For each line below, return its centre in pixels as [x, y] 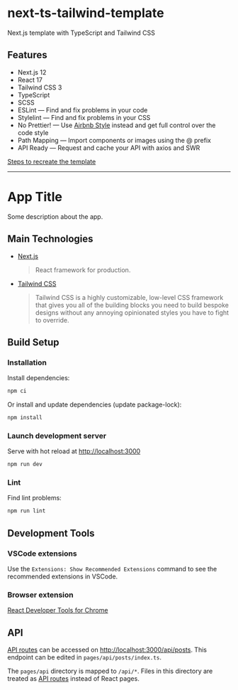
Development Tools [51, 533]
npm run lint [27, 511]
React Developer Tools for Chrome [58, 610]
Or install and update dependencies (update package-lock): [95, 405]
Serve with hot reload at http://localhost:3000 [74, 451]
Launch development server [57, 436]
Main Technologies [50, 239]
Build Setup [33, 342]
